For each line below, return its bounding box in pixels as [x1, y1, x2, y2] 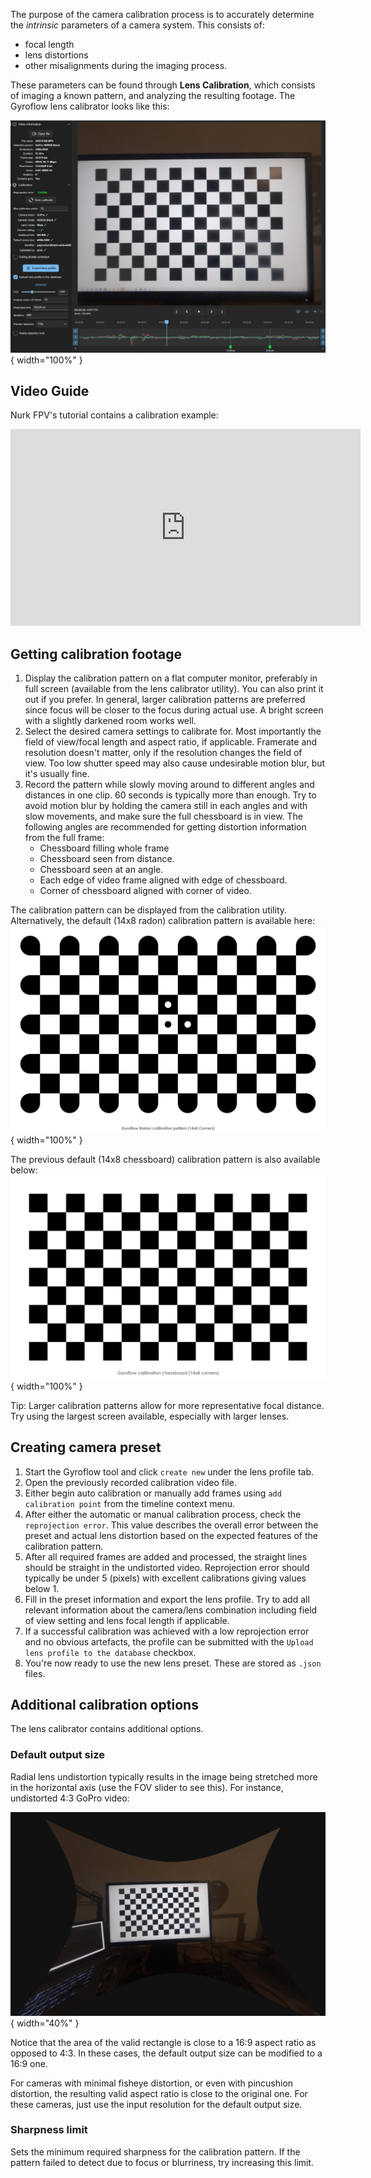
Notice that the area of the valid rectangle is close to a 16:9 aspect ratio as [10, 2036, 317, 2048]
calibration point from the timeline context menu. [24, 1497, 236, 1509]
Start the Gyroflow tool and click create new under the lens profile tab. [24, 1465, 315, 1478]
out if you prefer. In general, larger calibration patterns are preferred [24, 694, 306, 706]
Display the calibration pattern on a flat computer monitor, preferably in [24, 672, 318, 684]
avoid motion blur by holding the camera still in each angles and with [24, 800, 308, 812]
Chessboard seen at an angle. [39, 864, 164, 876]
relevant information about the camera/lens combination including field [24, 1604, 318, 1616]
